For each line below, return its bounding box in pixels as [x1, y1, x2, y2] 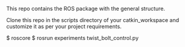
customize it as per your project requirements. [6, 23, 122, 30]
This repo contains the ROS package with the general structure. [6, 5, 166, 12]
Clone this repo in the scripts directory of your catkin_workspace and [6, 17, 180, 23]
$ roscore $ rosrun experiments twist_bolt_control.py [6, 35, 139, 41]
